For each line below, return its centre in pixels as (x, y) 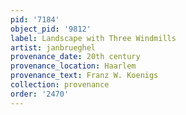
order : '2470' (40, 94)
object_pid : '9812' (51, 29)
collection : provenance (60, 85)
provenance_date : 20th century (75, 57)
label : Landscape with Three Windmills (93, 38)
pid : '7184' (35, 19)
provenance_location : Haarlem (73, 66)
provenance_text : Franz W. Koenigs (84, 76)
